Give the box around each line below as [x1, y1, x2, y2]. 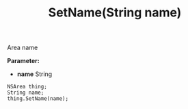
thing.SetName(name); [7, 95, 69, 102]
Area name [7, 43, 38, 52]
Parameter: [7, 57, 40, 65]
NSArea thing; [7, 84, 48, 90]
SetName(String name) [48, 5, 182, 21]
